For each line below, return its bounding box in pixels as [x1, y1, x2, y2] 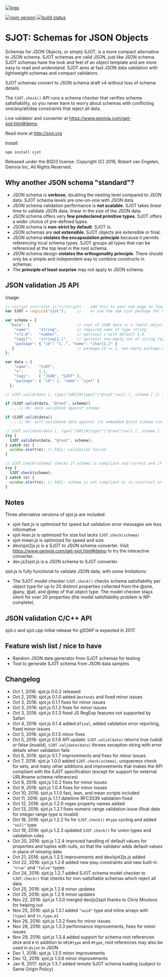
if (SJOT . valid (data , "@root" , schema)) [5, 401, 91, 406]
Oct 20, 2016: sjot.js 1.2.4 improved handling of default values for [12, 838, 147, 844]
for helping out [12, 902, 43, 908]
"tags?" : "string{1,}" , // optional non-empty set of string [14, 337, 155, 342]
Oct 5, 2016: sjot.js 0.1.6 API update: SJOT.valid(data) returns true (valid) [12, 736, 163, 742]
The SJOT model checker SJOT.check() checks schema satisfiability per [12, 578, 161, 584]
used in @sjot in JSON [12, 944, 58, 950]
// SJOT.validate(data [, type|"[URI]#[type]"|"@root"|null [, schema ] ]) [5, 428, 166, 433]
